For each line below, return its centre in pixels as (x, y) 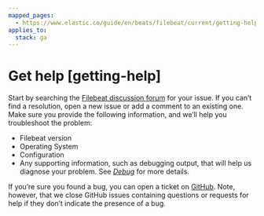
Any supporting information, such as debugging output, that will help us (136, 163)
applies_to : (27, 30)
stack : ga (31, 37)
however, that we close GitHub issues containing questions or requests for (128, 195)
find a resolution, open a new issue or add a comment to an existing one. (126, 106)
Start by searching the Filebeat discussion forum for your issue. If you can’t (130, 98)
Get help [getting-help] (84, 76)
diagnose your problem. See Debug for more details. (104, 172)
